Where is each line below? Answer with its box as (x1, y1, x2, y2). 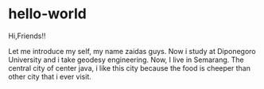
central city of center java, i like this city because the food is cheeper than (8, 63, 250, 72)
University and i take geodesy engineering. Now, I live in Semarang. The (8, 55, 244, 64)
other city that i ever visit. (8, 72, 91, 81)
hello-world (8, 5, 87, 23)
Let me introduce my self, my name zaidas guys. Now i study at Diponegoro (8, 46, 256, 56)
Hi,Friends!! (8, 31, 46, 41)
